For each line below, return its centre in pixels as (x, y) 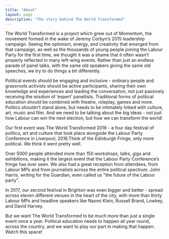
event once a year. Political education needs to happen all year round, (78, 221)
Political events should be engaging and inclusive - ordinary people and (80, 81)
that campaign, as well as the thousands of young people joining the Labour (84, 50)
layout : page (19, 15)
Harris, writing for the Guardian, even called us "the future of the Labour (80, 175)
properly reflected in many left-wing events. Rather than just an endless (80, 60)
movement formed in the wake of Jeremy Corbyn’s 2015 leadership (75, 39)
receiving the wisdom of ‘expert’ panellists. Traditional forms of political (79, 97)
